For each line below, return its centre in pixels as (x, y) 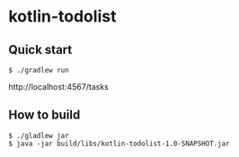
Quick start (40, 50)
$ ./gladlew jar (39, 135)
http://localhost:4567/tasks (58, 87)
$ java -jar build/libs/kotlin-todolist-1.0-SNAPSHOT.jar (119, 144)
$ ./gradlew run (39, 70)
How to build (44, 115)
